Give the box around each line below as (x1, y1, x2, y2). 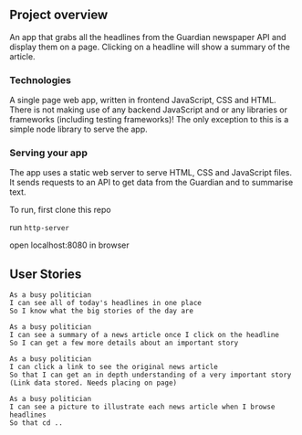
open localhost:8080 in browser (9, 239, 130, 250)
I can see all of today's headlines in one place (9, 299, 203, 308)
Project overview (9, 7, 109, 23)
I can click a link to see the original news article (9, 363, 219, 372)
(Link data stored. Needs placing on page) (9, 378, 178, 387)
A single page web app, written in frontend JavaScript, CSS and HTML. (9, 95, 276, 106)
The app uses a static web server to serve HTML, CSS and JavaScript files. (9, 167, 292, 178)
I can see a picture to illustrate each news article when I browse (9, 402, 276, 412)
